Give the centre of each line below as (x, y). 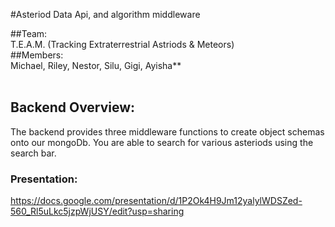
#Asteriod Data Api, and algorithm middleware (105, 14)
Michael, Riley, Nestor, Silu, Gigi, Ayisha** (96, 65)
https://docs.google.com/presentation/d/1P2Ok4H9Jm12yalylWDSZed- (156, 201)
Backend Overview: (73, 107)
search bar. (33, 153)
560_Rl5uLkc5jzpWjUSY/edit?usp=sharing (97, 211)
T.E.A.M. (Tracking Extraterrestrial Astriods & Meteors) (122, 44)
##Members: (37, 55)
